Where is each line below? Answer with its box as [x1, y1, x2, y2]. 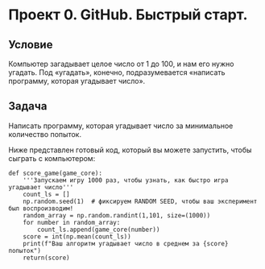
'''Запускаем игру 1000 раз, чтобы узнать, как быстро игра [23, 176, 229, 184]
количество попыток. [8, 129, 82, 139]
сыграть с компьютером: [8, 153, 96, 163]
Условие [8, 38, 53, 52]
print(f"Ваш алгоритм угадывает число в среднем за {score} [23, 239, 229, 247]
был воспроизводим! [8, 204, 74, 213]
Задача [8, 99, 48, 114]
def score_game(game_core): [8, 169, 103, 177]
